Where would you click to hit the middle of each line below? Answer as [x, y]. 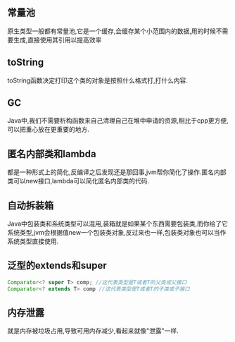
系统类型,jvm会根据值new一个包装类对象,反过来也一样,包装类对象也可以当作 [117, 233]
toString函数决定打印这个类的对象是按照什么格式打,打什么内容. [98, 80]
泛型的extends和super [57, 265]
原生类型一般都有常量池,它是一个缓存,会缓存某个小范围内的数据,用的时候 [112, 31]
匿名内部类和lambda [52, 154]
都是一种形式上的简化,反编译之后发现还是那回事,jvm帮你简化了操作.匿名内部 [117, 172]
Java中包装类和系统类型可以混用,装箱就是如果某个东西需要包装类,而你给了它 [118, 224]
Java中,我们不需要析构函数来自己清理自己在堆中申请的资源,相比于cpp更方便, [118, 121]
